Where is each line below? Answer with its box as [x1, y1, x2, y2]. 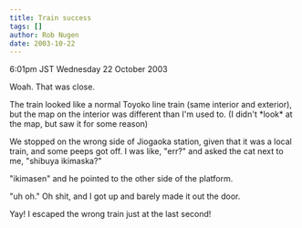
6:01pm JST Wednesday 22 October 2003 [9, 64, 168, 75]
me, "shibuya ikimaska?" [9, 156, 102, 167]
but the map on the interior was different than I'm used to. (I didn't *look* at [9, 109, 294, 119]
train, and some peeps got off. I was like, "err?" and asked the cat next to [9, 146, 285, 157]
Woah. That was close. [9, 81, 96, 92]
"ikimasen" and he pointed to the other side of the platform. [9, 173, 234, 184]
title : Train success [9, 13, 92, 23]
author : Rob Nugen [9, 30, 79, 39]
